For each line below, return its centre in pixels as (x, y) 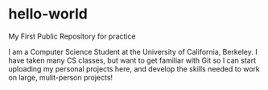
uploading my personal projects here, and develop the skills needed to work (134, 68)
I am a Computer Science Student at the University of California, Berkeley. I (133, 51)
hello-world (48, 14)
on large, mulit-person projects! (61, 77)
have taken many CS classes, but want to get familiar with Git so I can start (132, 60)
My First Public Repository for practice (72, 36)
